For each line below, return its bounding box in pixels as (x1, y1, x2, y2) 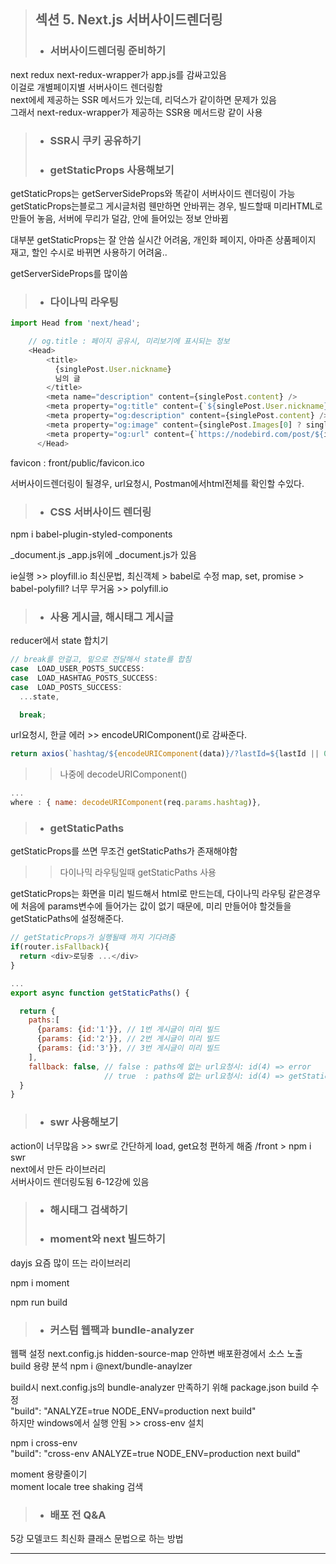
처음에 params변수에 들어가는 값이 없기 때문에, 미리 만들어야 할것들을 (20, 900, 292, 912)
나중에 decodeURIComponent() (59, 768, 188, 780)
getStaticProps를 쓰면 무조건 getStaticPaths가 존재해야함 (10, 845, 238, 857)
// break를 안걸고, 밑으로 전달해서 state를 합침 (10, 655, 192, 665)
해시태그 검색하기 (49, 1203, 128, 1217)
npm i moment (10, 1276, 70, 1289)
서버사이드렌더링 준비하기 (49, 44, 167, 58)
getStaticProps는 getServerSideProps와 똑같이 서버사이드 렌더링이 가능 (10, 187, 296, 199)
